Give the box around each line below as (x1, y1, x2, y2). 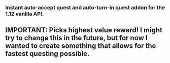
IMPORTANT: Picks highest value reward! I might (5, 26, 162, 34)
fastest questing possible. (5, 49, 90, 58)
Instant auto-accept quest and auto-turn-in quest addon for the (5, 4, 165, 11)
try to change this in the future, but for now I (5, 34, 148, 42)
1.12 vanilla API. (5, 10, 44, 17)
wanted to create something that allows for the (5, 42, 156, 50)
